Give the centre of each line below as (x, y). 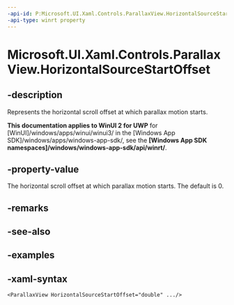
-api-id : (20, 14)
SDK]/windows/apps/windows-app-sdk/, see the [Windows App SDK (107, 140)
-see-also (29, 232)
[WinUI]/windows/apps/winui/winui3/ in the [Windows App (91, 132)
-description (35, 95)
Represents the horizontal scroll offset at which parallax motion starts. (108, 111)
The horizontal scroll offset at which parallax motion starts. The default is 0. (116, 186)
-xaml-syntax (38, 279)
